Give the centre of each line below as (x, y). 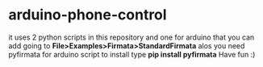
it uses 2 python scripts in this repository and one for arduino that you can (131, 37)
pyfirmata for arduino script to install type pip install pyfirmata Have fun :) (132, 54)
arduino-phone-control (88, 15)
